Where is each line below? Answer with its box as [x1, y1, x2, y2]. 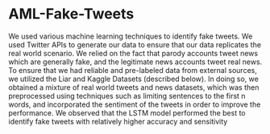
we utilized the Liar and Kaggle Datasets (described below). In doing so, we [8, 74, 260, 83]
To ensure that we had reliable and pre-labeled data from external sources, [8, 65, 258, 75]
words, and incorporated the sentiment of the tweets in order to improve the [8, 99, 261, 109]
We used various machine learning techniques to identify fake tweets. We [8, 31, 253, 41]
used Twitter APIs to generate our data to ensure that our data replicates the [8, 39, 262, 49]
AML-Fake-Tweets [8, 5, 135, 23]
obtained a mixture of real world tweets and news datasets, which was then [8, 82, 260, 92]
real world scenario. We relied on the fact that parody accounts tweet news [8, 48, 259, 58]
